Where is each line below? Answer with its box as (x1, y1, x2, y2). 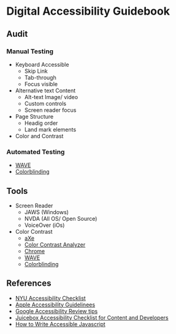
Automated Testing (6, 147, 65, 156)
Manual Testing (6, 47, 54, 56)
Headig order (24, 119, 58, 127)
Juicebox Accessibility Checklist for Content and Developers (15, 314, 169, 321)
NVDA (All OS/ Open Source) (24, 215, 98, 222)
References (6, 278, 52, 289)
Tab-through (24, 73, 56, 81)
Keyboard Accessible (15, 61, 69, 68)
